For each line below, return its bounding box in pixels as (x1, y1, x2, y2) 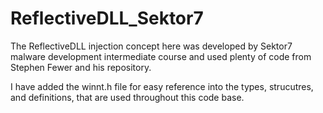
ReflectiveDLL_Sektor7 (10, 7, 204, 30)
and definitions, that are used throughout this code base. (10, 91, 245, 103)
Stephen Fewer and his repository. (10, 61, 152, 73)
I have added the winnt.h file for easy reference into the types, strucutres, (10, 80, 314, 92)
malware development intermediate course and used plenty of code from (10, 50, 312, 62)
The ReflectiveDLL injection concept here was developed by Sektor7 (10, 40, 293, 52)
